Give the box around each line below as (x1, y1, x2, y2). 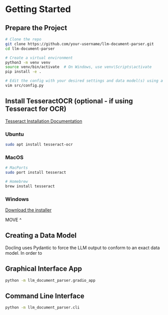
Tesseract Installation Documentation (5, 118, 82, 124)
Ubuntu (5, 131, 24, 138)
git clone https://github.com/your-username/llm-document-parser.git (5, 41, 154, 46)
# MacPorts (5, 165, 28, 170)
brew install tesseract (5, 183, 55, 189)
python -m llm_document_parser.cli (5, 305, 80, 310)
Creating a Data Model (5, 231, 77, 240)
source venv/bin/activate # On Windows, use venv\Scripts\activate (5, 64, 152, 70)
